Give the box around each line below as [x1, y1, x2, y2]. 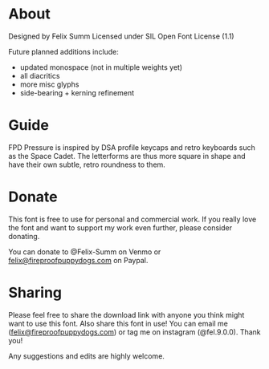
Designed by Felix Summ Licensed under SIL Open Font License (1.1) [8, 31, 234, 41]
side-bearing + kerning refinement [19, 87, 135, 97]
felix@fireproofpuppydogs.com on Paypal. [8, 255, 149, 265]
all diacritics [19, 71, 60, 80]
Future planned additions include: [8, 47, 119, 56]
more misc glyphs [19, 79, 79, 89]
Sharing [8, 284, 63, 302]
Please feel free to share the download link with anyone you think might [8, 310, 245, 319]
